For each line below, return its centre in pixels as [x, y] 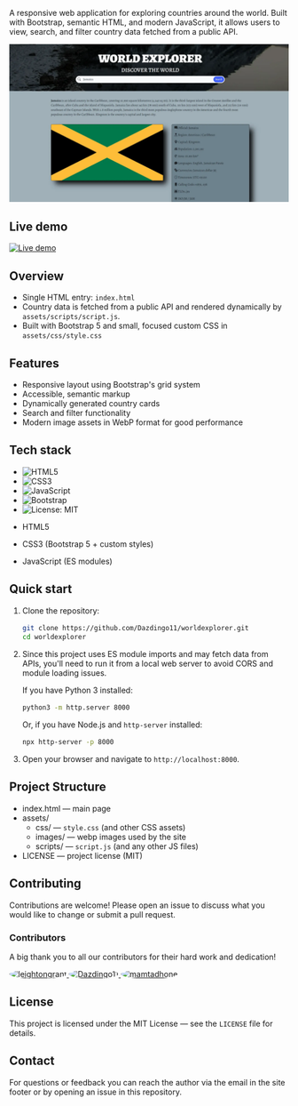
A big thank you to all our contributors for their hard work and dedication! [143, 957]
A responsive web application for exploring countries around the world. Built [149, 13]
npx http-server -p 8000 [68, 742]
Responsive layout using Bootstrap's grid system [111, 384]
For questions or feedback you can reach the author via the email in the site [147, 1082]
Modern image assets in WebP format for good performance [133, 422]
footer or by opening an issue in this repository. [96, 1092]
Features [34, 363]
